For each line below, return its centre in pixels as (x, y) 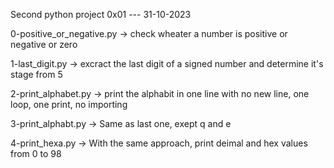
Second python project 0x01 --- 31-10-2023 (101, 14)
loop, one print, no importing (69, 104)
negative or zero (44, 44)
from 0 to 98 (36, 153)
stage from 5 (36, 74)
